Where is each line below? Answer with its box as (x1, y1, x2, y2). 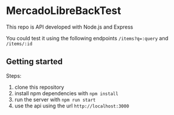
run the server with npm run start (14, 96, 96, 103)
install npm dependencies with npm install (14, 89, 119, 97)
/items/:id (6, 41, 33, 47)
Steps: (6, 72, 22, 79)
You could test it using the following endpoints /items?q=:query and (6, 34, 169, 41)
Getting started (6, 57, 63, 67)
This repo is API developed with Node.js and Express (6, 23, 133, 30)
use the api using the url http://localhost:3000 (14, 102, 130, 109)
